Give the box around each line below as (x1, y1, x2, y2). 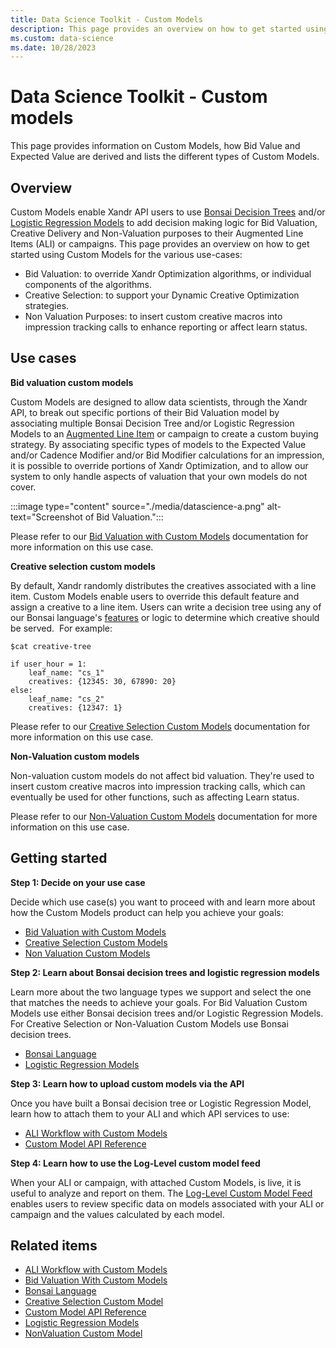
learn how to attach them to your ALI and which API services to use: (10, 1107, 290, 1120)
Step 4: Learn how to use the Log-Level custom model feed (10, 1157, 261, 1169)
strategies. (24, 300, 70, 311)
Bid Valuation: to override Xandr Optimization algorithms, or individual (24, 268, 312, 280)
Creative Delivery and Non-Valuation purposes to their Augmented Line (10, 227, 304, 239)
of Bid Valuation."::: (84, 511, 164, 523)
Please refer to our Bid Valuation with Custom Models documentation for (10, 530, 309, 542)
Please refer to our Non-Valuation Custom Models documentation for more (10, 810, 318, 822)
